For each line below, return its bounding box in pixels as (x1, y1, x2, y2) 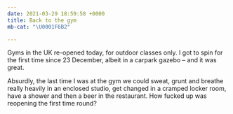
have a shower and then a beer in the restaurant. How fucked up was (7, 92, 207, 100)
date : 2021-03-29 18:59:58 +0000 (7, 10, 105, 17)
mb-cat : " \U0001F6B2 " (7, 23, 71, 30)
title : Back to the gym (7, 17, 77, 24)
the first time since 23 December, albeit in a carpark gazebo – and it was (7, 56, 217, 64)
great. (7, 64, 25, 72)
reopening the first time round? (7, 99, 97, 108)
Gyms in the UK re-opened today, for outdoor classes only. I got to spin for (7, 48, 223, 57)
